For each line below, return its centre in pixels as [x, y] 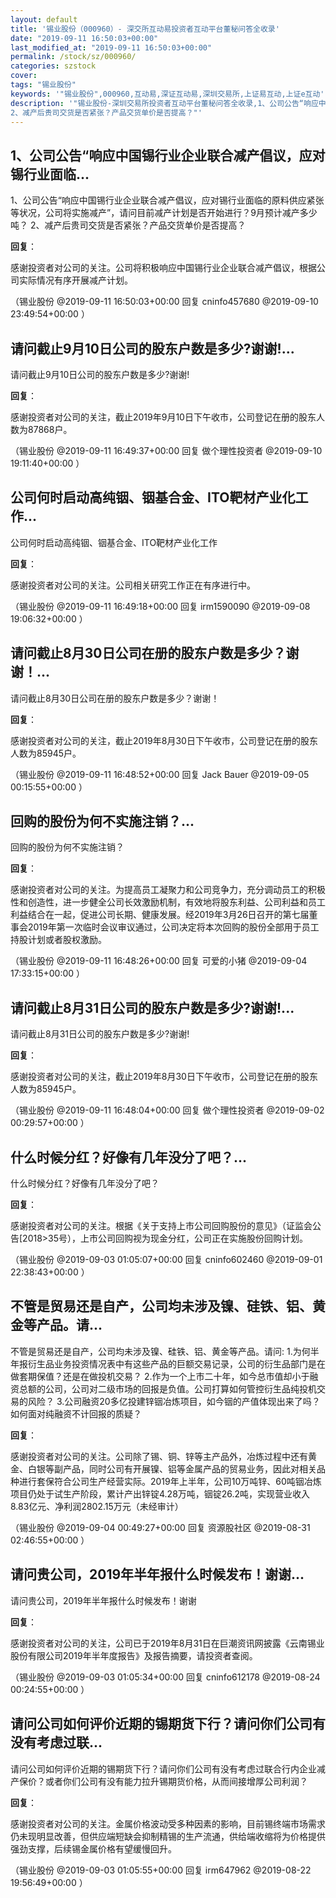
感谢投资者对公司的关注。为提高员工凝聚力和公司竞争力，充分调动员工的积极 [168, 890]
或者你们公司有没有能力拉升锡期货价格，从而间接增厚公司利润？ [176, 1781]
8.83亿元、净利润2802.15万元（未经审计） [97, 1506]
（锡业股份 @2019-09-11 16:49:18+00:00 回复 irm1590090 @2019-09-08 [160, 606]
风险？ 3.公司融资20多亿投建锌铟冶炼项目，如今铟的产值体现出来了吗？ [174, 1401]
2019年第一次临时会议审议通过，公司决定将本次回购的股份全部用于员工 [173, 927]
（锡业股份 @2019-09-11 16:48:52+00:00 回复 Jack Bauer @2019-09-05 [160, 774]
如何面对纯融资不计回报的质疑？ [76, 1413]
